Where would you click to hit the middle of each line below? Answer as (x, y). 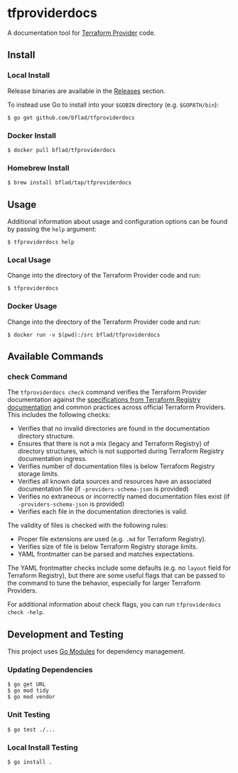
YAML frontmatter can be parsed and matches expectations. (106, 554)
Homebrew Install (38, 168)
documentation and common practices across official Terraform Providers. (117, 407)
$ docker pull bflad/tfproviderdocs (61, 150)
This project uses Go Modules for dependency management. (96, 652)
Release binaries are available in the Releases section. (86, 91)
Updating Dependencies (50, 670)
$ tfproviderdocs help (41, 242)
